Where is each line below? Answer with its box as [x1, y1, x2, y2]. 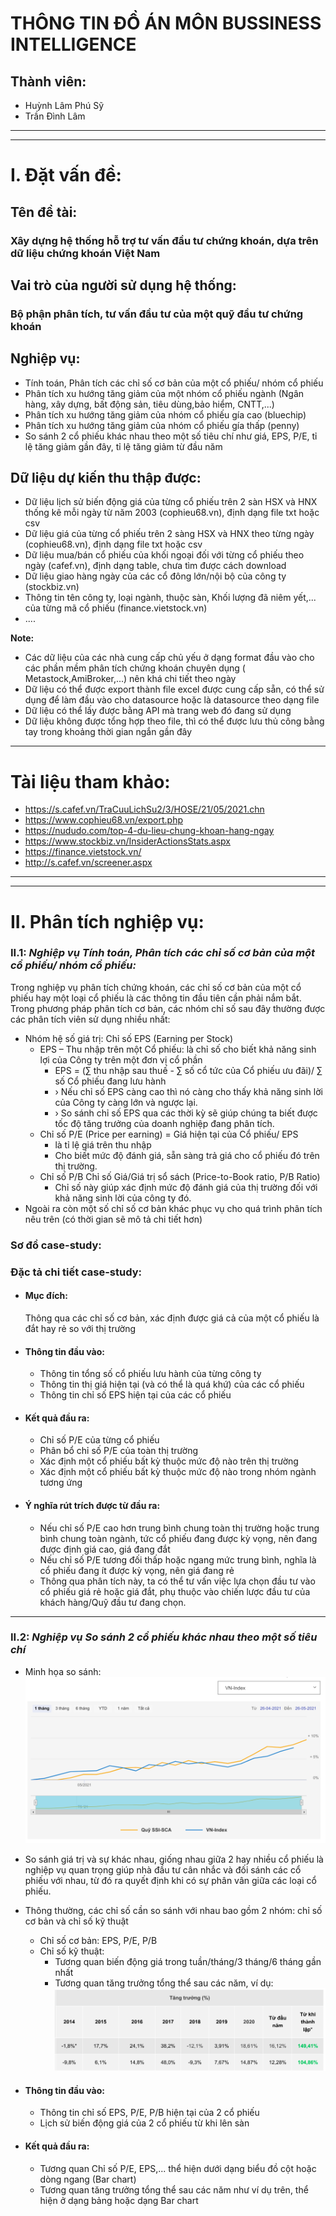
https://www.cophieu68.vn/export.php [24, 814, 183, 826]
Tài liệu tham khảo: [10, 770, 171, 793]
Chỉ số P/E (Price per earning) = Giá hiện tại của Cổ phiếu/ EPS [39, 1128, 299, 1140]
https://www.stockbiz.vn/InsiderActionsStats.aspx [24, 835, 231, 847]
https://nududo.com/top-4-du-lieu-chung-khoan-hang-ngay [24, 825, 275, 837]
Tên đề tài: [10, 203, 78, 221]
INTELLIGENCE [10, 33, 137, 56]
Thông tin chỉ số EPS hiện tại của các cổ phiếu [39, 1389, 232, 1401]
